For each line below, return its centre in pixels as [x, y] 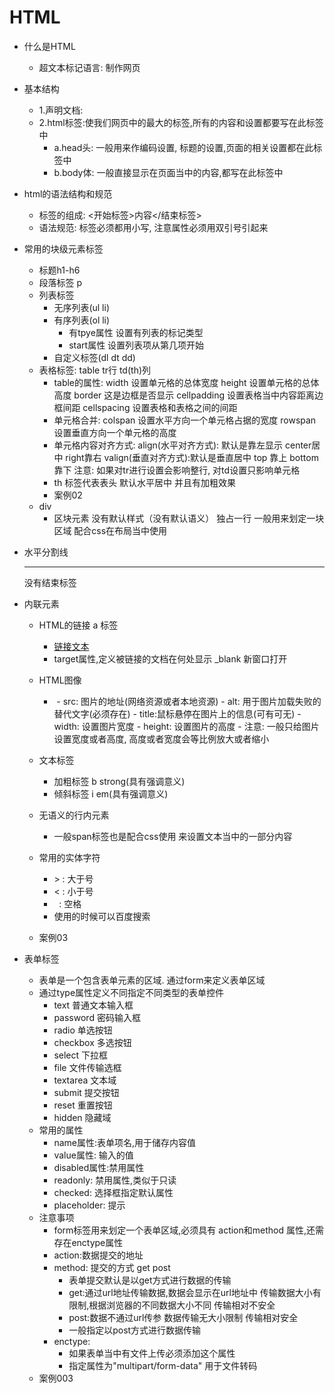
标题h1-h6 [59, 270]
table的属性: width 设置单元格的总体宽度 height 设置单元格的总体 [186, 382]
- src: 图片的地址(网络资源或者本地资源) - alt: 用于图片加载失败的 [189, 701]
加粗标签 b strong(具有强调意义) [119, 781]
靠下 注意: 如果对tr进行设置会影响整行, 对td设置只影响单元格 [177, 470]
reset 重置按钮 [83, 1105]
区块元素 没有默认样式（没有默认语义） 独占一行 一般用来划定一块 [189, 518]
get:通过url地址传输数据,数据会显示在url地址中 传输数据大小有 [195, 1292]
